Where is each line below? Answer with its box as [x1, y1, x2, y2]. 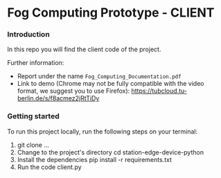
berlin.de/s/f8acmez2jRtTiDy [17, 94, 100, 103]
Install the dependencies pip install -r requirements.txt [17, 155, 172, 163]
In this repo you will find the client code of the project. [7, 45, 161, 53]
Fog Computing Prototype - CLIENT [7, 5, 215, 21]
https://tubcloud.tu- [131, 87, 187, 95]
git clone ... [17, 141, 50, 149]
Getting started [7, 112, 60, 121]
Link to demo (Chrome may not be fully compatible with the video [17, 80, 204, 88]
